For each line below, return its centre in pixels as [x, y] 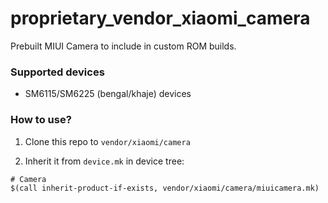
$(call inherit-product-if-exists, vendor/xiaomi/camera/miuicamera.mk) [165, 188]
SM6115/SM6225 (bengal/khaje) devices [108, 94]
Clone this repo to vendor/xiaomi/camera [107, 141]
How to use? [41, 120]
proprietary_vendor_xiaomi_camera [160, 18]
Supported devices [57, 72]
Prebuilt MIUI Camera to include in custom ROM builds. [123, 46]
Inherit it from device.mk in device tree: [104, 161]
